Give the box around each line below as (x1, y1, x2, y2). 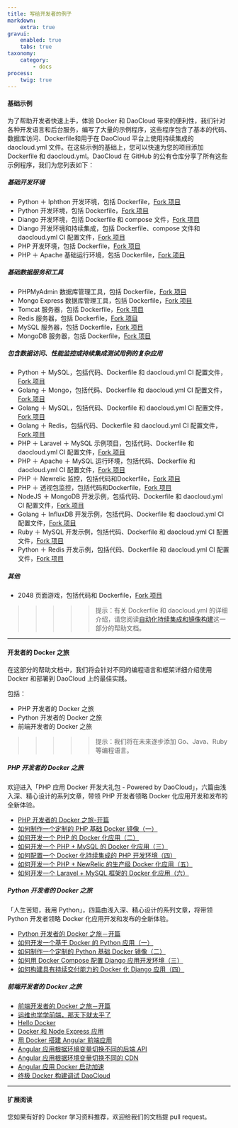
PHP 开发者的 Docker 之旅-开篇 (17, 815, 110, 824)
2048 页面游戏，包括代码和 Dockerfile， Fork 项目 (17, 591, 163, 600)
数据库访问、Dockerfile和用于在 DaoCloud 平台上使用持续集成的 (7, 134, 194, 143)
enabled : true (20, 37, 62, 44)
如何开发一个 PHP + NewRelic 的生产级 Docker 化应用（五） (17, 859, 193, 869)
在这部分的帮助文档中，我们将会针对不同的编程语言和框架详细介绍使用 (7, 665, 212, 674)
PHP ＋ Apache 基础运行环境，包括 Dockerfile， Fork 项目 (17, 250, 186, 259)
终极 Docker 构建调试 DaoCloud (17, 1071, 111, 1080)
